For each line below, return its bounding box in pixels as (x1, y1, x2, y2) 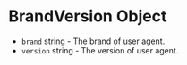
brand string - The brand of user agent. (21, 36, 166, 46)
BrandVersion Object (8, 6, 167, 27)
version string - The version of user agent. (21, 45, 179, 55)
